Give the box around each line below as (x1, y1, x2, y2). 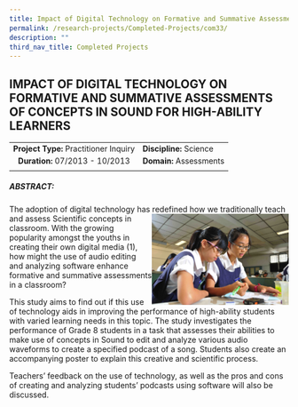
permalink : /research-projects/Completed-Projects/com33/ (9, 23, 228, 33)
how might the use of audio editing (9, 251, 137, 261)
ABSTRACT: (9, 181, 55, 192)
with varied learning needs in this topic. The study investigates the (9, 315, 252, 326)
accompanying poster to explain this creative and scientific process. (9, 353, 259, 363)
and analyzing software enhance (9, 260, 129, 271)
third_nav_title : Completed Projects (9, 43, 149, 52)
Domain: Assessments (142, 156, 224, 166)
